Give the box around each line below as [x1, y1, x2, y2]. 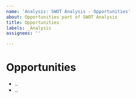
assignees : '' [6, 31, 41, 36]
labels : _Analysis [6, 25, 51, 31]
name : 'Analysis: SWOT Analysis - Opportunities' [6, 8, 131, 15]
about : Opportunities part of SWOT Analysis [6, 14, 118, 20]
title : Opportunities [6, 19, 60, 25]
